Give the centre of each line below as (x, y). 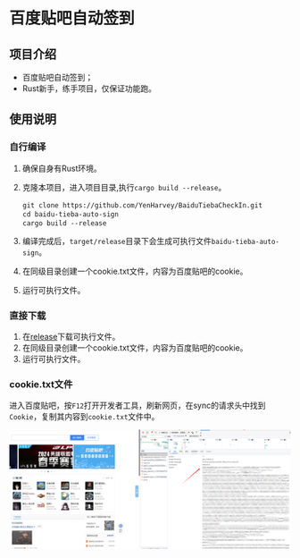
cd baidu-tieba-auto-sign (70, 214)
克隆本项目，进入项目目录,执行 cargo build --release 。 (124, 187)
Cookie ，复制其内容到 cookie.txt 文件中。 (84, 417)
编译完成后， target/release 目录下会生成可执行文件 (117, 241)
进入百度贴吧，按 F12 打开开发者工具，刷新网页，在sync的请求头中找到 (137, 406)
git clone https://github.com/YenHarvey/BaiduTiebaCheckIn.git (142, 205)
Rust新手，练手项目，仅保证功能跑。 (89, 89)
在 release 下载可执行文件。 (71, 336)
